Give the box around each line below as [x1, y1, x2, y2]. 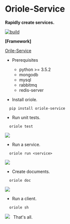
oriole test [9, 124, 34, 129]
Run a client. [12, 195, 37, 201]
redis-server [19, 87, 44, 93]
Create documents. [12, 169, 50, 174]
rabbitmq [19, 82, 37, 88]
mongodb [19, 71, 38, 77]
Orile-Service [5, 48, 32, 53]
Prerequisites [12, 57, 38, 63]
